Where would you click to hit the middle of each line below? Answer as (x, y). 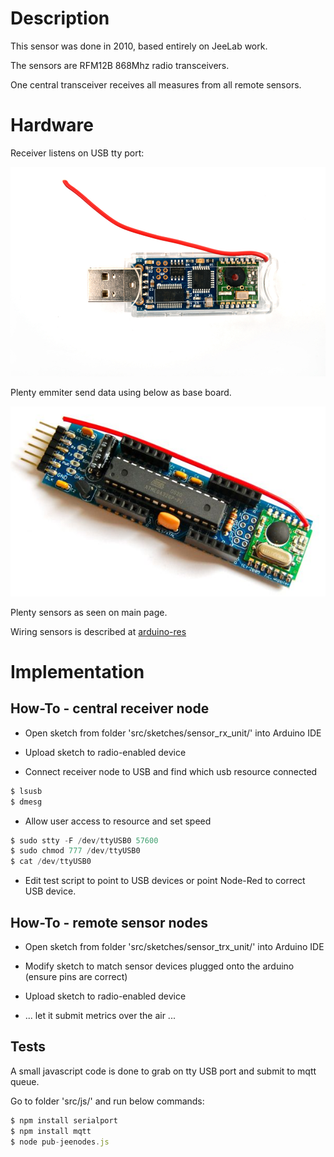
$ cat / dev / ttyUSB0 (51, 862)
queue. (25, 1081)
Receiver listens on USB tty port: (77, 153)
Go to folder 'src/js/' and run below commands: (107, 1101)
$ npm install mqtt (51, 1131)
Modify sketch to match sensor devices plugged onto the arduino (159, 966)
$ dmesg (26, 802)
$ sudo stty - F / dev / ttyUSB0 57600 (84, 840)
